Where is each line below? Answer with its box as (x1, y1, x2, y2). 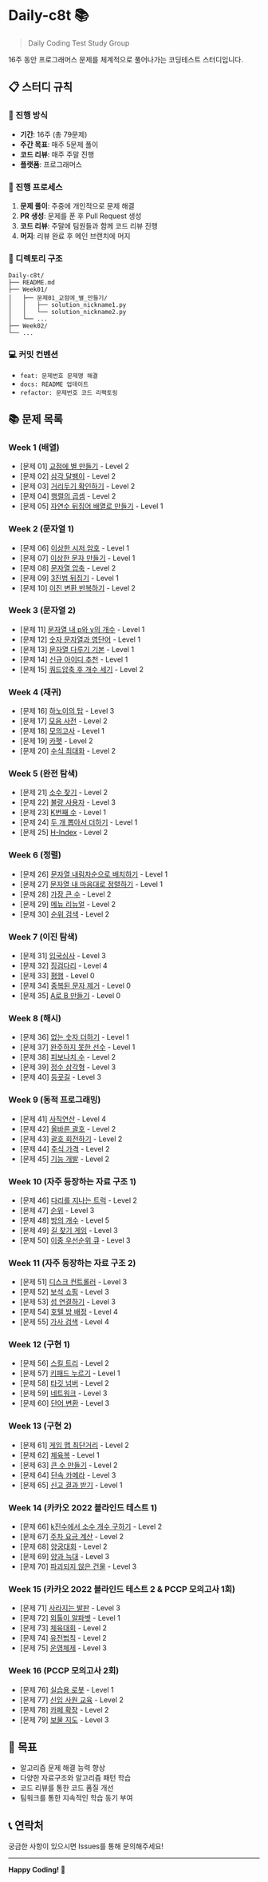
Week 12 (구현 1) (8, 1339, 70, 1351)
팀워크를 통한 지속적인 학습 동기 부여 (19, 1793, 133, 1803)
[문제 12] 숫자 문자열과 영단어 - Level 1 (19, 635, 141, 644)
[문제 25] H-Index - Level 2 (19, 828, 108, 838)
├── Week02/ (8, 322, 48, 330)
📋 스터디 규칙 (8, 81, 73, 94)
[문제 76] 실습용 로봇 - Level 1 (19, 1685, 114, 1694)
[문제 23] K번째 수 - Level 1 (19, 808, 106, 818)
